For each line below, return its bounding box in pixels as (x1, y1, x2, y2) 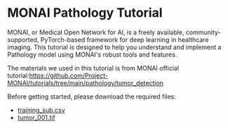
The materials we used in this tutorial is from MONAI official (7, 64, 180, 72)
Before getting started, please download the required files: (7, 92, 177, 101)
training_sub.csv (17, 106, 65, 114)
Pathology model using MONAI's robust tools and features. (7, 50, 177, 59)
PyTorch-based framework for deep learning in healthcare (40, 35, 209, 43)
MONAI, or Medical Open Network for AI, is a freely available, (7, 28, 185, 36)
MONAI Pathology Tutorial (7, 5, 163, 21)
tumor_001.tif (17, 113, 55, 122)
